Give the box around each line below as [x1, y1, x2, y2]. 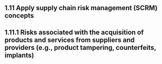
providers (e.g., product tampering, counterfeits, [4, 43, 157, 52]
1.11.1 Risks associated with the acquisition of [4, 28, 144, 36]
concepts [4, 12, 34, 20]
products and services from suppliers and [4, 36, 135, 44]
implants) [4, 51, 35, 59]
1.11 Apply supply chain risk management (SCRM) [4, 4, 158, 12]
